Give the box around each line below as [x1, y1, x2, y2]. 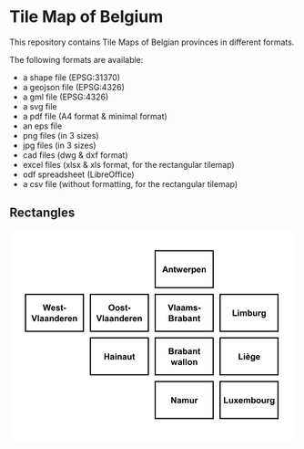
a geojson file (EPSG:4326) [22, 81, 126, 92]
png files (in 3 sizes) [22, 130, 99, 141]
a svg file [22, 100, 57, 111]
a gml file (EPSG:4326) [22, 91, 109, 102]
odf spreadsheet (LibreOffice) [22, 169, 135, 180]
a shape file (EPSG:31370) [22, 71, 121, 83]
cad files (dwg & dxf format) [22, 149, 129, 161]
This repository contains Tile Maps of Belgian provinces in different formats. [9, 37, 295, 47]
